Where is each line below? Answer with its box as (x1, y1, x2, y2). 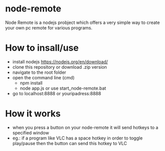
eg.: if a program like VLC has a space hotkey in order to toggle (12, 135, 143, 141)
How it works (5, 108, 61, 120)
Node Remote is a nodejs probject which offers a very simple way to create (5, 19, 160, 25)
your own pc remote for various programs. (5, 24, 92, 30)
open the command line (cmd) (12, 74, 75, 80)
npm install (19, 80, 42, 86)
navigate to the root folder (12, 69, 66, 75)
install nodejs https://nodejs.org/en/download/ (12, 58, 108, 65)
